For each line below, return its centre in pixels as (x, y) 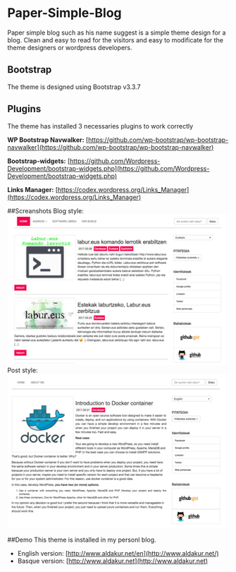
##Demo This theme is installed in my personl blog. (82, 540)
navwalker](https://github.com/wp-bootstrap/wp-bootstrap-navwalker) (111, 147)
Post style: (23, 370)
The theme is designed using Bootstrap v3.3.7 (74, 87)
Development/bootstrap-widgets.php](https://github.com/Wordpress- (108, 168)
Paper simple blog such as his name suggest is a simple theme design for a (117, 32)
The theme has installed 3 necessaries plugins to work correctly (100, 126)
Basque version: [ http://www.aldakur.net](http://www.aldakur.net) (113, 561)
